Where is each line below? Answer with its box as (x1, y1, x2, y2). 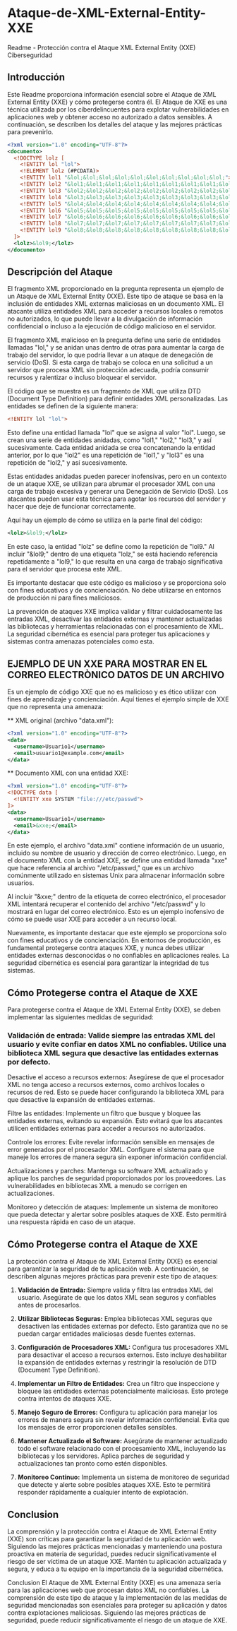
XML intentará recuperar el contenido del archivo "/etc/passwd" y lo (7, 900, 206, 908)
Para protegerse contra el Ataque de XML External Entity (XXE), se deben (7, 1005, 221, 1014)
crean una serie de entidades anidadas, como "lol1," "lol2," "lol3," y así (7, 436, 212, 444)
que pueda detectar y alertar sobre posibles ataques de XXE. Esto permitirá (7, 1210, 227, 1219)
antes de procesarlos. (17, 1301, 81, 1310)
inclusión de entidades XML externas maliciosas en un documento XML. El (7, 299, 224, 308)
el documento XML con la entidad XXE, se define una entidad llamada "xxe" (7, 856, 228, 865)
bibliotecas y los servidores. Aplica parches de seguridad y (17, 1452, 190, 1460)
